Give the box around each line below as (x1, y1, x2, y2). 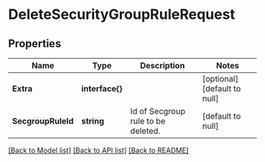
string (81, 116, 105, 127)
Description (140, 61, 185, 71)
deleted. (129, 126, 161, 136)
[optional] (202, 73, 239, 84)
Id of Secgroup (129, 106, 185, 116)
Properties (8, 37, 62, 50)
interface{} (81, 83, 123, 94)
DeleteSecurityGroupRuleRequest (8, 6, 236, 24)
